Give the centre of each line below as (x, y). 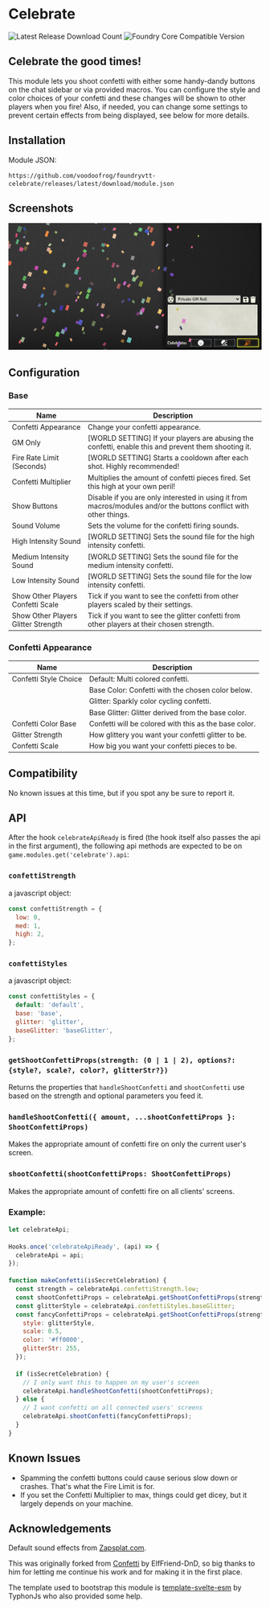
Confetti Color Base (44, 723)
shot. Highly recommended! (133, 467)
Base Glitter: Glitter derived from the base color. (168, 712)
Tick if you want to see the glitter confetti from (164, 615)
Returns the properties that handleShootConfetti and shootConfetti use (127, 1087)
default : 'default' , (50, 1005)
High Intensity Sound (47, 541)
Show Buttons (35, 506)
